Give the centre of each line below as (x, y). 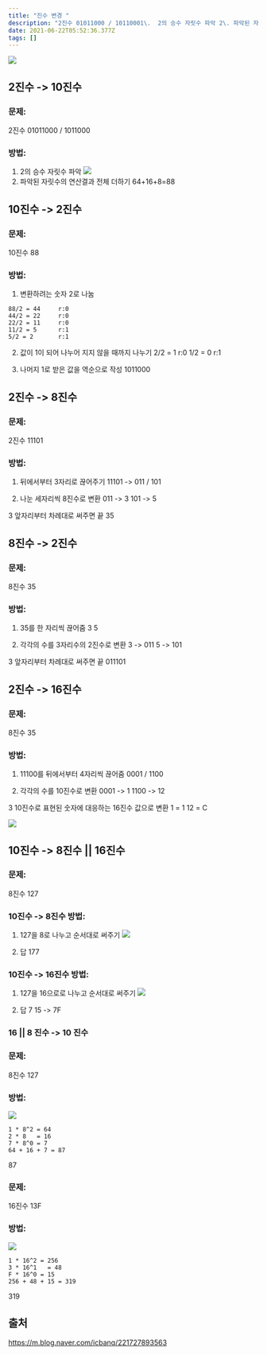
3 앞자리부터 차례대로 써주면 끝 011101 (67, 662)
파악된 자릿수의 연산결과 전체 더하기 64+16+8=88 (97, 182)
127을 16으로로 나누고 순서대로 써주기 (78, 993)
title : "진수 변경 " (39, 16)
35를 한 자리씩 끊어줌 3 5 (59, 628)
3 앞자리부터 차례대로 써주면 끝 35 (61, 516)
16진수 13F (25, 1206)
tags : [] (23, 38)
